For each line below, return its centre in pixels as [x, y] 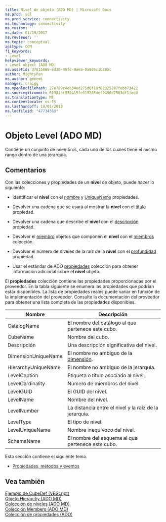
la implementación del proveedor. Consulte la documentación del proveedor [82, 297]
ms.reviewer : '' [22, 38]
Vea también [25, 482]
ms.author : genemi [24, 79]
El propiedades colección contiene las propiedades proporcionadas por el [81, 281]
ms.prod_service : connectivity [37, 19]
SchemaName [24, 441]
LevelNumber [23, 410]
